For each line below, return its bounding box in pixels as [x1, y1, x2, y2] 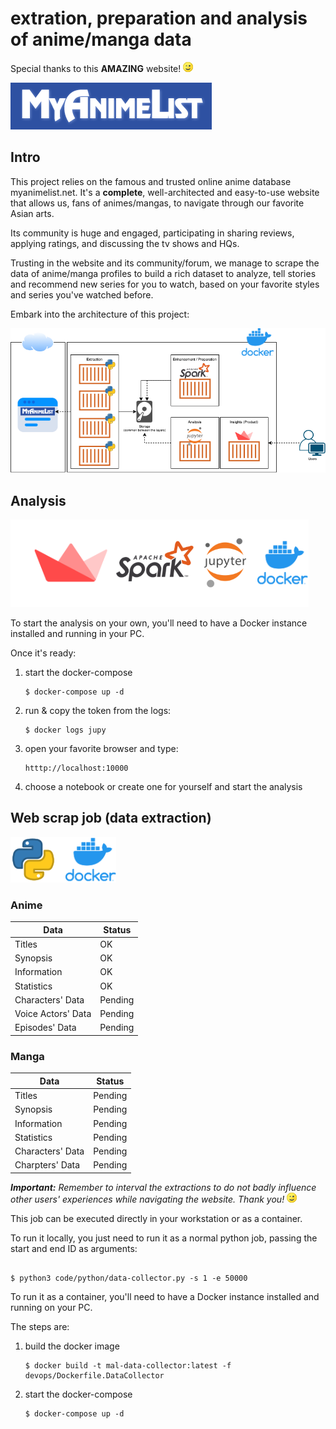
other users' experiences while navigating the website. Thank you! [10, 1193, 285, 1205]
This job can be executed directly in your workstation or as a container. [10, 1212, 303, 1224]
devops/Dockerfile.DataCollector [24, 1370, 165, 1381]
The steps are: [10, 1320, 70, 1332]
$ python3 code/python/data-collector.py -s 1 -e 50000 [10, 1273, 248, 1283]
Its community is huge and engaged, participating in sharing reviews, [10, 227, 295, 239]
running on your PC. [10, 1301, 93, 1313]
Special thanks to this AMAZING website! [10, 62, 182, 74]
